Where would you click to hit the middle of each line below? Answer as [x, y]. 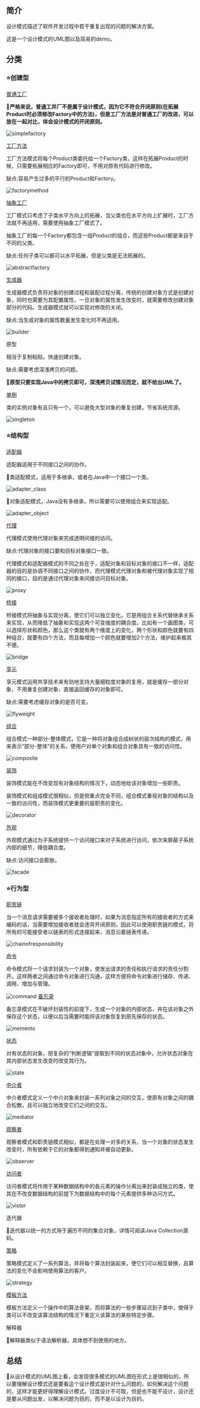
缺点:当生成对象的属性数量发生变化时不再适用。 [65, 320]
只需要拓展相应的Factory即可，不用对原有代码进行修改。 [86, 166]
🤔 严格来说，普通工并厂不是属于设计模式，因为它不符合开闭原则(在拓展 [92, 107]
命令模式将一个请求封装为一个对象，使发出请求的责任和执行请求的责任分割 [97, 969]
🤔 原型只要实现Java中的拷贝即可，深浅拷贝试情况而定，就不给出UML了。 [95, 382]
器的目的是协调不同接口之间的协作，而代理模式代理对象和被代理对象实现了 [97, 571]
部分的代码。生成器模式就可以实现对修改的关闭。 [66, 307]
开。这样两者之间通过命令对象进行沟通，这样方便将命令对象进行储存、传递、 [100, 976]
